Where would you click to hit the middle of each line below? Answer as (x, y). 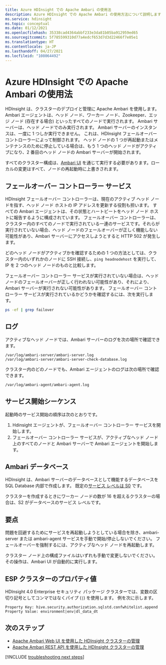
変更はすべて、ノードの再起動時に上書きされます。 (69, 169)
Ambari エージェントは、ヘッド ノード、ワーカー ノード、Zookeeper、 (77, 115)
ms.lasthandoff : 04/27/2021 (34, 51)
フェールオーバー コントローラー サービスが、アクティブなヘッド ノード (85, 437)
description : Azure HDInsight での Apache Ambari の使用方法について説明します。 (85, 14)
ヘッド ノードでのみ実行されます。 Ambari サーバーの (81, 127)
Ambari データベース (37, 467)
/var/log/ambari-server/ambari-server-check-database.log (66, 359)
